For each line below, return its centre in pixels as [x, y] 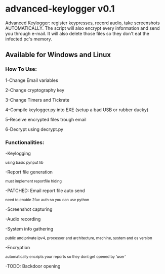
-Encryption [18, 247]
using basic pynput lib [25, 162]
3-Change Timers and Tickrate [37, 100]
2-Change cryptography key [35, 90]
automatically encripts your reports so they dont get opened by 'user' [66, 257]
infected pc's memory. [29, 39]
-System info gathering [29, 229]
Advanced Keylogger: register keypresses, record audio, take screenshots [83, 23]
